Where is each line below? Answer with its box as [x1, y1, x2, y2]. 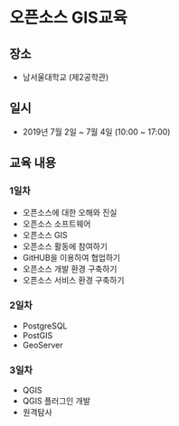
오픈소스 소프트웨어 [22, 218, 91, 229]
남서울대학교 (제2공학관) [22, 72, 109, 82]
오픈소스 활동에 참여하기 [22, 240, 108, 252]
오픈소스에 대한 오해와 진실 [22, 207, 118, 218]
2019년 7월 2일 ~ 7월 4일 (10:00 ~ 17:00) [22, 126, 171, 137]
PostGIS [22, 329, 53, 340]
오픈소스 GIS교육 [9, 7, 128, 28]
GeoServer [22, 339, 63, 350]
